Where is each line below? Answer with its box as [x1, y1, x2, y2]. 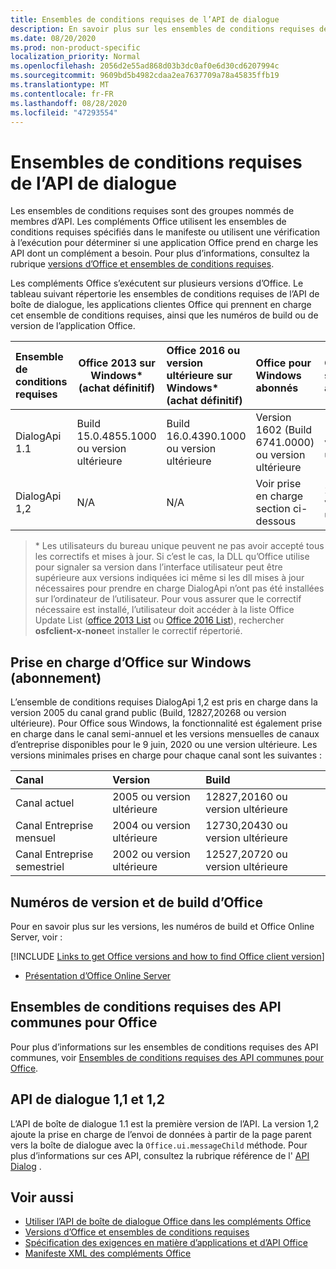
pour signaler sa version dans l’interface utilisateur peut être [34, 561, 283, 573]
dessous [255, 514, 297, 528]
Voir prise [255, 477, 302, 491]
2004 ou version [112, 819, 191, 833]
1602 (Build [255, 423, 313, 437]
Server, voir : [10, 931, 63, 943]
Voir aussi [10, 1189, 74, 1206]
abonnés [255, 381, 299, 395]
